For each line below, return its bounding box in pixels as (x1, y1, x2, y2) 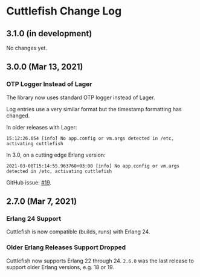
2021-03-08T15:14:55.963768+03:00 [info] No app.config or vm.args (6, 163, 180, 169)
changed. (6, 112, 30, 119)
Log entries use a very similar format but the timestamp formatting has (6, 105, 182, 112)
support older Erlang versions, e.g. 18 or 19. (6, 263, 115, 270)
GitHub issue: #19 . (6, 178, 52, 186)
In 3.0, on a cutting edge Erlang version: (6, 151, 106, 158)
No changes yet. (6, 44, 47, 51)
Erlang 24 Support (6, 215, 62, 223)
